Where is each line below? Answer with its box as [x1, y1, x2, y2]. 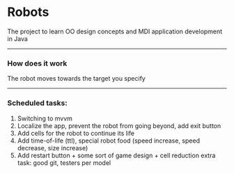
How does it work [7, 58, 68, 68]
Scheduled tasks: [7, 98, 68, 108]
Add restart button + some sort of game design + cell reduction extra [17, 151, 216, 159]
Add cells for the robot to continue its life [17, 129, 134, 137]
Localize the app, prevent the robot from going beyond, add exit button [17, 121, 221, 129]
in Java [7, 34, 28, 42]
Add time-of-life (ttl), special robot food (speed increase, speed [17, 136, 201, 145]
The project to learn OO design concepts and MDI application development [7, 27, 223, 35]
